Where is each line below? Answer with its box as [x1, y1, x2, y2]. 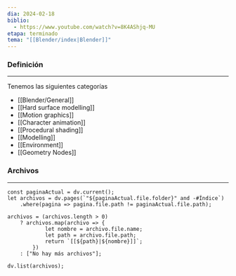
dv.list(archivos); [7, 262, 65, 270]
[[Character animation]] [17, 118, 86, 127]
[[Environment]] [17, 141, 63, 149]
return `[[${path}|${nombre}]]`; [44, 237, 143, 245]
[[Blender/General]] [17, 96, 74, 104]
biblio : [7, 17, 30, 24]
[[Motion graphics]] [17, 111, 74, 120]
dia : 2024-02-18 [7, 10, 55, 18]
